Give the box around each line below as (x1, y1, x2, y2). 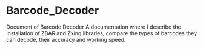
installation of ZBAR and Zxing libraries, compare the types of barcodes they (6, 29, 198, 36)
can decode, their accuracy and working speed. (6, 36, 126, 43)
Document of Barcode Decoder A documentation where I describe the (6, 23, 182, 30)
